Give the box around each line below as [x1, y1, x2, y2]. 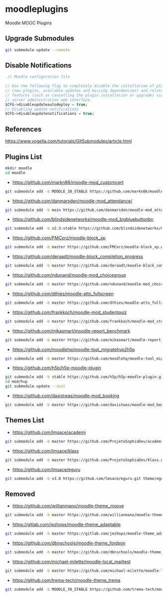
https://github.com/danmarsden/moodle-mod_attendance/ [12, 198, 133, 204]
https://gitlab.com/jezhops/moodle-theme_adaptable [12, 522, 121, 528]
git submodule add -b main [5, 207, 61, 212]
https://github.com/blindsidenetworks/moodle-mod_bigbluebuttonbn [12, 216, 154, 222]
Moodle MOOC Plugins [5, 20, 52, 26]
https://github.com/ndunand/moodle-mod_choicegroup [12, 272, 126, 278]
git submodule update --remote [5, 47, 70, 53]
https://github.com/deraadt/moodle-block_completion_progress [12, 254, 143, 260]
